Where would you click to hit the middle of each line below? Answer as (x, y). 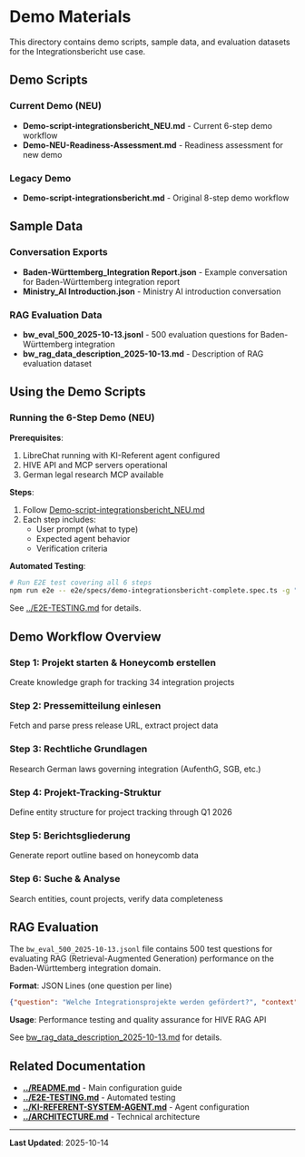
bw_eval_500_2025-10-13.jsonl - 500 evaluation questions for (140, 334)
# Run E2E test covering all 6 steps (81, 583)
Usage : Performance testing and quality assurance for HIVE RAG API (138, 1020)
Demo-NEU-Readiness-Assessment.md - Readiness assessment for (153, 145)
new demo (42, 154)
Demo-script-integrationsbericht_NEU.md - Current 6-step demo (147, 125)
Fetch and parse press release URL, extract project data (114, 726)
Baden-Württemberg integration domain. (85, 968)
